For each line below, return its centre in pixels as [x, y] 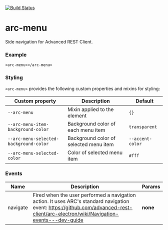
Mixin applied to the [90, 109]
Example [16, 54]
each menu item [86, 130]
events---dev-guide [58, 220]
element [77, 115]
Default [145, 101]
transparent [143, 127]
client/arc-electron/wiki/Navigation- [76, 213]
